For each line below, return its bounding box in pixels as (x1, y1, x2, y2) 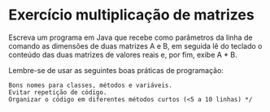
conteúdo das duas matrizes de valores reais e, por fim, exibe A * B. (8, 50, 237, 59)
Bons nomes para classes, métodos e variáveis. (8, 81, 173, 89)
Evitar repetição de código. (8, 88, 107, 97)
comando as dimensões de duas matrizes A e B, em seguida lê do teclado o (8, 41, 263, 50)
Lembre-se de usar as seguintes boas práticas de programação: (8, 65, 224, 75)
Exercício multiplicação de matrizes (8, 6, 255, 24)
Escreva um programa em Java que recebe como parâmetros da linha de (8, 32, 253, 42)
